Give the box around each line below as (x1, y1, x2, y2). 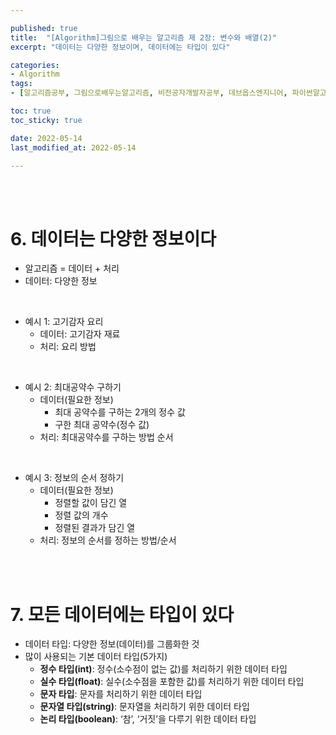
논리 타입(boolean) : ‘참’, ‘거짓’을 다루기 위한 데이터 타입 (39, 713, 257, 725)
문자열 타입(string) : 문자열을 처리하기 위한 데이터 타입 (39, 701, 250, 713)
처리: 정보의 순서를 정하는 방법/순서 (39, 534, 177, 546)
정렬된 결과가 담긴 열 (54, 522, 136, 534)
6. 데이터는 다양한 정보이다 (10, 227, 217, 250)
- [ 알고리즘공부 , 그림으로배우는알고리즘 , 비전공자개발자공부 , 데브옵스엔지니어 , (10, 88, 288, 98)
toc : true (10, 106, 52, 116)
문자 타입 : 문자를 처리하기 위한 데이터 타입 (39, 688, 203, 700)
